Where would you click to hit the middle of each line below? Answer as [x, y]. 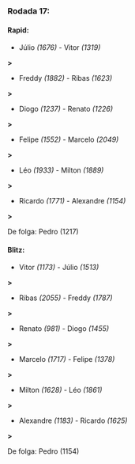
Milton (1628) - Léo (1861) [60, 390]
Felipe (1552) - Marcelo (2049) [69, 139]
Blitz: [16, 249]
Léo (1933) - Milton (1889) [61, 170]
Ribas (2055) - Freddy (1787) [66, 298]
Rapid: [18, 30]
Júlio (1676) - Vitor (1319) [60, 48]
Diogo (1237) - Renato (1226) [66, 109]
